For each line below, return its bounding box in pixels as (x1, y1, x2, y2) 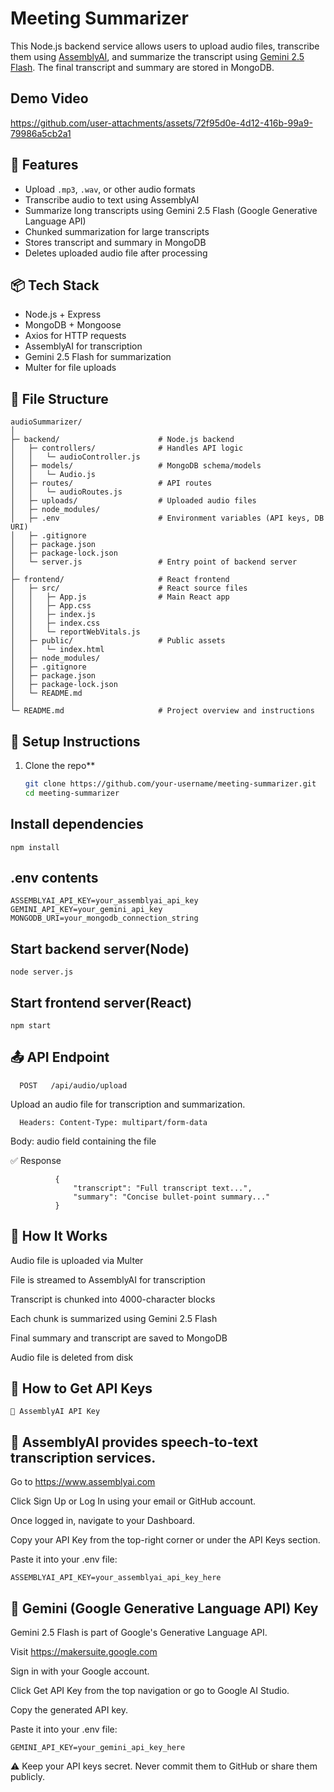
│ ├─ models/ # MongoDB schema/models (10, 461, 262, 471)
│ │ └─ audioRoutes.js (10, 487, 123, 497)
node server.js (10, 967, 74, 977)
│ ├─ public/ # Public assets (10, 636, 226, 646)
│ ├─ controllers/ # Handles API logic (10, 443, 244, 454)
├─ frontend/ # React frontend (10, 575, 230, 585)
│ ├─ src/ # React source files (10, 583, 248, 594)
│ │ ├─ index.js (10, 610, 97, 620)
